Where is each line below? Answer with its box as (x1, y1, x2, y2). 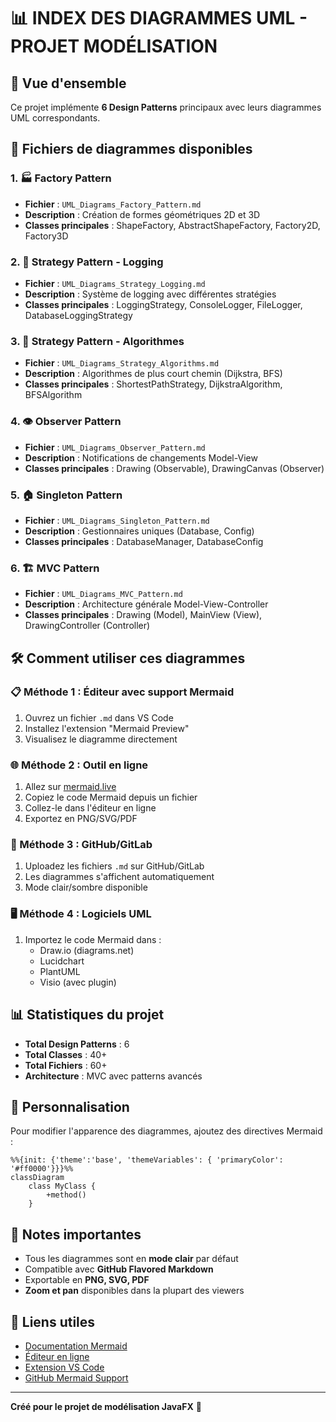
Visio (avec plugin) (39, 976, 117, 988)
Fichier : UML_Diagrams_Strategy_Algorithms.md (24, 357, 220, 369)
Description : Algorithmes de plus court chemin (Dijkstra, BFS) (24, 368, 283, 380)
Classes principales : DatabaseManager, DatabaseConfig (24, 535, 264, 547)
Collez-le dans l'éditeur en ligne (24, 802, 157, 814)
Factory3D (24, 230, 69, 242)
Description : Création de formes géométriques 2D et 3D (24, 208, 261, 220)
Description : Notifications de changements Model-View (24, 451, 258, 464)
